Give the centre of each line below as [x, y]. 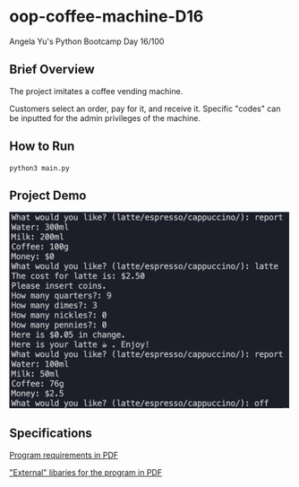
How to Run [42, 147]
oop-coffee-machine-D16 [107, 17]
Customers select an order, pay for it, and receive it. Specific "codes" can [145, 109]
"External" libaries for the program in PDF [86, 472]
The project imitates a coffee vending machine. [96, 91]
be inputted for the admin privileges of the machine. [105, 117]
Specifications [51, 434]
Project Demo [48, 195]
